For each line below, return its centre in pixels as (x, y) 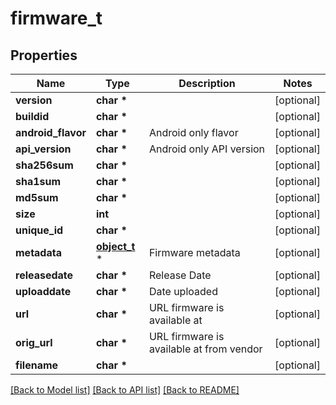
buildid (32, 116)
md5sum (37, 197)
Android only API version (207, 149)
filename (37, 365)
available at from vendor (205, 349)
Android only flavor (193, 132)
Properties (44, 55)
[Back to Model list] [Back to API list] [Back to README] (125, 390)
